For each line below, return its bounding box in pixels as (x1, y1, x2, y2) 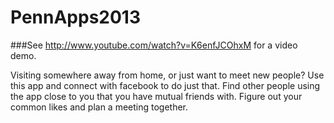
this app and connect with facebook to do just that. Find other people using (10, 79, 321, 91)
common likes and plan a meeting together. (10, 101, 189, 113)
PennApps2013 (10, 6, 142, 29)
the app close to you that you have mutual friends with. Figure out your (10, 90, 303, 102)
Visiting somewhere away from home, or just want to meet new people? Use (10, 69, 325, 81)
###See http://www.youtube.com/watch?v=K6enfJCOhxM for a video (10, 39, 298, 51)
